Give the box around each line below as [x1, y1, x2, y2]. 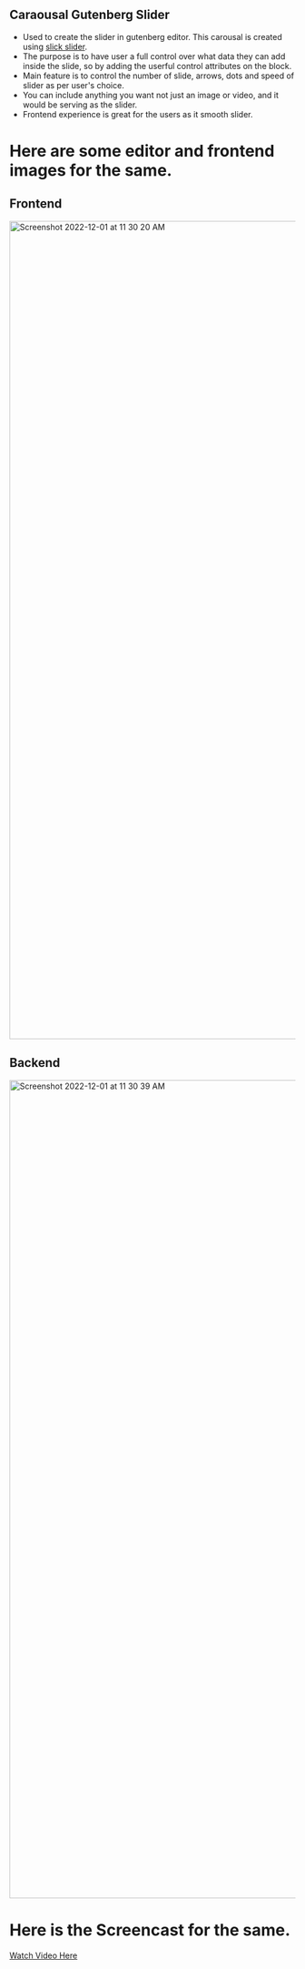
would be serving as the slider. [22, 99, 138, 110]
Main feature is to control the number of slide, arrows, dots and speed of [22, 70, 295, 81]
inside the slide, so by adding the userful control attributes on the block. [22, 60, 292, 71]
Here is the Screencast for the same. [9, 1920, 290, 1940]
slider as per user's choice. [22, 79, 124, 90]
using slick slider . [22, 41, 88, 52]
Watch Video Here [9, 1950, 78, 1961]
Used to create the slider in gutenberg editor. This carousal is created [22, 31, 283, 42]
